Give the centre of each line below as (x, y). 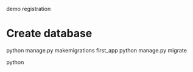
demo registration (29, 9)
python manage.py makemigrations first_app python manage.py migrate (97, 50)
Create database (49, 34)
